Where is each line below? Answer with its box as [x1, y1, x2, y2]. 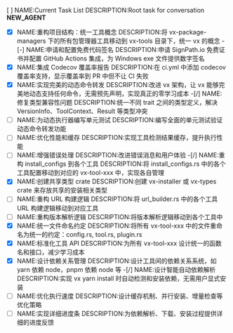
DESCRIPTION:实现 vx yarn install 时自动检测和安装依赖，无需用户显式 [16, 274, 220, 282]
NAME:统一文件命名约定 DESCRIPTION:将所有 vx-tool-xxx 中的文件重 [16, 221, 217, 230]
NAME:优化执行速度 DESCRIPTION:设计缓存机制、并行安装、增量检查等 [16, 292, 223, 300]
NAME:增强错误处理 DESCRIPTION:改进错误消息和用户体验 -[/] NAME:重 [16, 151, 225, 159]
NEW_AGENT [6, 13, 46, 22]
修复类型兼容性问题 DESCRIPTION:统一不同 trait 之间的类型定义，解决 [16, 98, 218, 107]
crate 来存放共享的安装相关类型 [16, 186, 108, 195]
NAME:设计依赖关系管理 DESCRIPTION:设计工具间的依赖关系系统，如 [16, 256, 217, 265]
